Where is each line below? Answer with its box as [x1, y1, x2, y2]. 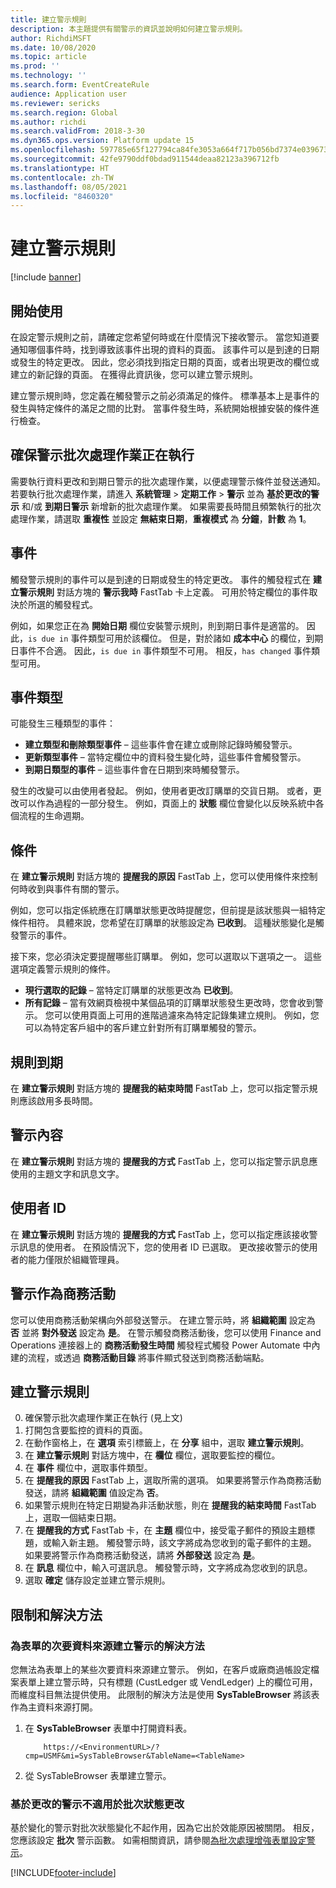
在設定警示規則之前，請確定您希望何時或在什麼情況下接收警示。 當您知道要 [10, 331, 320, 343]
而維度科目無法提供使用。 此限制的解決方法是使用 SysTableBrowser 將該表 [10, 1689, 320, 1700]
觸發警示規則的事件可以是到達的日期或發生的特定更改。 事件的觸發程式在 [10, 573, 311, 585]
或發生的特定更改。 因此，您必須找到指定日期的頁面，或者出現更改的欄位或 [10, 356, 320, 368]
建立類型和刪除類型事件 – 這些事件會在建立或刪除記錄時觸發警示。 [24, 739, 298, 751]
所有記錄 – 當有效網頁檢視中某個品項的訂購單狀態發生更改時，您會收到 [24, 997, 315, 1009]
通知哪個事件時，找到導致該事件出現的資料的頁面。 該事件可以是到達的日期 [10, 344, 320, 355]
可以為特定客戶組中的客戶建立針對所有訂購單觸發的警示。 [24, 1022, 262, 1034]
